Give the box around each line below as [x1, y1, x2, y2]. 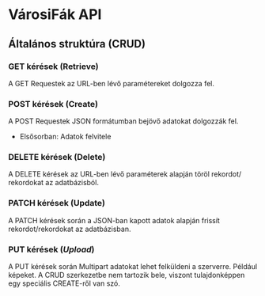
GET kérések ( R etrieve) [8, 61, 99, 72]
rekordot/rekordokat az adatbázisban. [8, 224, 131, 233]
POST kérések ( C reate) [8, 98, 99, 109]
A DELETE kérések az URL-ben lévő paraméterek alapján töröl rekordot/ [8, 169, 242, 179]
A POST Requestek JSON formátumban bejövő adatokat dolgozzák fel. [8, 116, 239, 126]
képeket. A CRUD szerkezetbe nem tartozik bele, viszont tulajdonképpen [8, 271, 245, 280]
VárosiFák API [8, 6, 102, 24]
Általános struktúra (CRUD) [8, 37, 146, 51]
